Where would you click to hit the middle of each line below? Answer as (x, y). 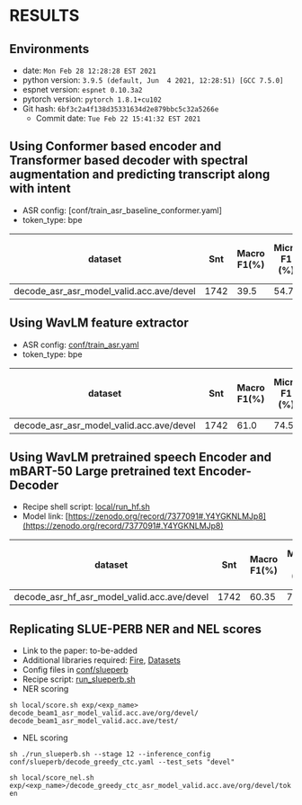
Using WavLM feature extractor (99, 323)
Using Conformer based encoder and (115, 146)
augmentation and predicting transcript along (140, 175)
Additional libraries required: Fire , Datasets (102, 660)
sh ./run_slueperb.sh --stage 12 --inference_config (110, 755)
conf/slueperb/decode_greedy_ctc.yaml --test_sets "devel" (122, 762)
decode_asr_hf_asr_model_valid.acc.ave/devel (111, 597)
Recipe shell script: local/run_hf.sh (86, 507)
